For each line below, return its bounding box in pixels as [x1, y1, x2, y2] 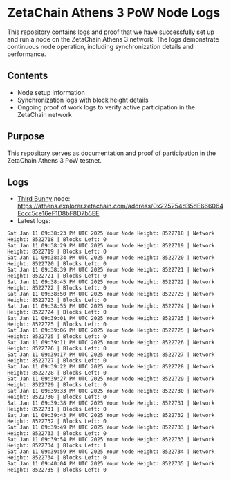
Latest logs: [17, 217, 50, 225]
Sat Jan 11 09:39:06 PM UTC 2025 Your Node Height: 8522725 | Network [7, 327, 215, 334]
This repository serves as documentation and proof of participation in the [7, 149, 216, 157]
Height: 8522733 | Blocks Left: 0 [7, 430, 107, 437]
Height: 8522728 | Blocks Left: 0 [7, 369, 107, 377]
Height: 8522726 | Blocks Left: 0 [7, 345, 107, 353]
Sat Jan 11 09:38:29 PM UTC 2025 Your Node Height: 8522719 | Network [7, 242, 215, 249]
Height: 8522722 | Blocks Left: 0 [7, 285, 107, 292]
